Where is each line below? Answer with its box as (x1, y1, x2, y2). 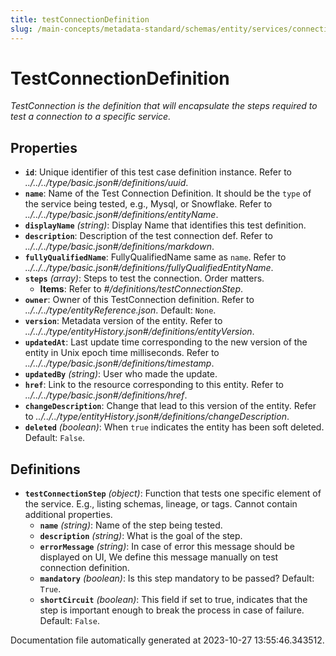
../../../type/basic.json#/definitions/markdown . (24, 241, 215, 253)
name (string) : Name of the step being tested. (39, 519, 223, 531)
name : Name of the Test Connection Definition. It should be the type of (24, 187, 312, 200)
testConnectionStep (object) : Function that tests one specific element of (24, 487, 322, 500)
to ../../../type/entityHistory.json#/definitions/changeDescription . (24, 411, 290, 423)
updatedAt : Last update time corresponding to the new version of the (24, 336, 308, 348)
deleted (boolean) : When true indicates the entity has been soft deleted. (24, 421, 325, 433)
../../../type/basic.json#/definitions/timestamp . (24, 357, 215, 370)
